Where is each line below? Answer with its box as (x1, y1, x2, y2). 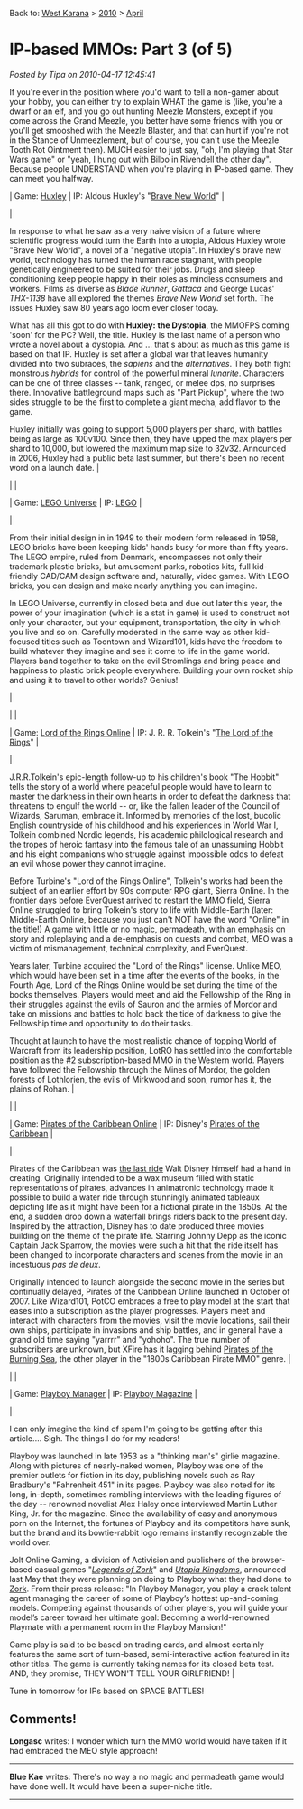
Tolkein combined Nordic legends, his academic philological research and (9, 829, 284, 839)
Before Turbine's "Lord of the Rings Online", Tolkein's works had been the (9, 876, 284, 886)
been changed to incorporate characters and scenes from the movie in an (9, 1249, 284, 1260)
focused (9, 636, 41, 647)
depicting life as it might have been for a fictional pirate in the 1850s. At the (9, 1201, 288, 1212)
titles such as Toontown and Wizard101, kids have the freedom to (41, 636, 283, 647)
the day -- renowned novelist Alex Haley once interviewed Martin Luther (9, 1498, 278, 1509)
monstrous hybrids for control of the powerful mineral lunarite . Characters (9, 368, 285, 379)
